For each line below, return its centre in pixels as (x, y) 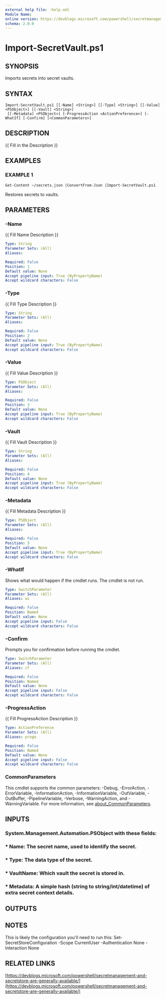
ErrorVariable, (19, 793)
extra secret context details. (40, 893)
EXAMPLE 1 (19, 175)
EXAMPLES (23, 161)
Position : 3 (17, 405)
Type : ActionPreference (30, 728)
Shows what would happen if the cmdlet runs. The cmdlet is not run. (75, 580)
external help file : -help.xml (37, 10)
